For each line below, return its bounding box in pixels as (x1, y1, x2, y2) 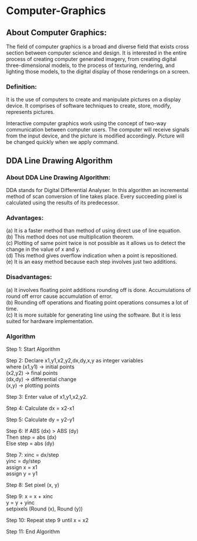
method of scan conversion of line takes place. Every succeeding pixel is (6, 193, 182, 200)
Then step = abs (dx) (6, 434, 57, 441)
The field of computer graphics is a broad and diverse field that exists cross (6, 43, 189, 50)
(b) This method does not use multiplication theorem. (6, 233, 135, 240)
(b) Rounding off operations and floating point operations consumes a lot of (6, 298, 189, 306)
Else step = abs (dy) (6, 439, 55, 447)
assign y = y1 (6, 470, 38, 477)
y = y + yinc (6, 499, 35, 506)
